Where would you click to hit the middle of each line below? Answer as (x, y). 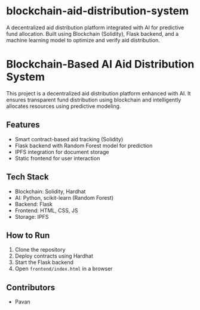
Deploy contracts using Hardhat (54, 256)
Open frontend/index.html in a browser (64, 269)
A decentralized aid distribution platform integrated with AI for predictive (95, 27)
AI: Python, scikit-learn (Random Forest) (64, 197)
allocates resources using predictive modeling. (64, 106)
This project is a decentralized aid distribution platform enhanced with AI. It (99, 93)
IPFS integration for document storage (62, 152)
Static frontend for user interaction (57, 158)
